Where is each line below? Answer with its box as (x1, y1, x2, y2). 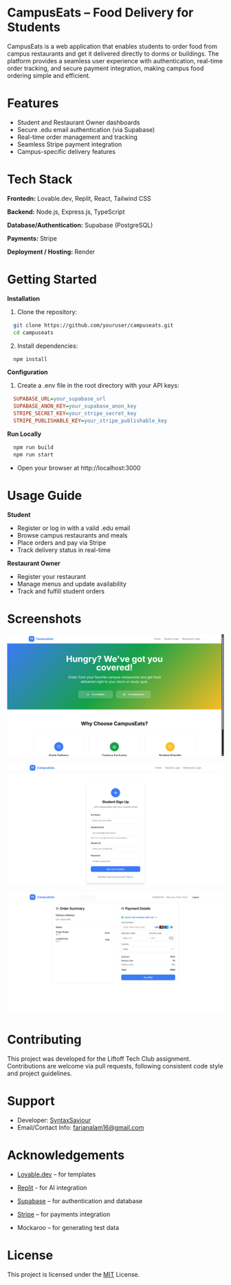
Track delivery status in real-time (16, 545, 111, 554)
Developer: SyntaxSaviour (16, 1116, 91, 1124)
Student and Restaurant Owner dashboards (16, 118, 140, 127)
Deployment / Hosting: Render (7, 248, 96, 256)
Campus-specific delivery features (16, 147, 115, 155)
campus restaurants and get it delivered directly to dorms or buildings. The (7, 50, 219, 58)
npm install (13, 355, 48, 362)
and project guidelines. (7, 1069, 72, 1077)
